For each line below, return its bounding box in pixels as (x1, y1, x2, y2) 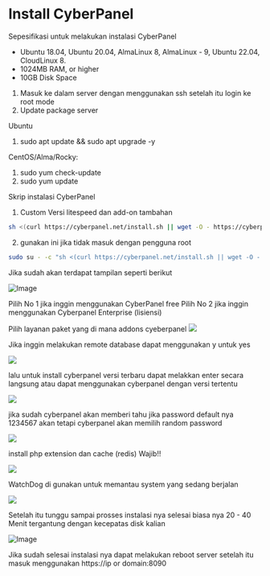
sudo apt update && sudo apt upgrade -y (19, 136, 156, 146)
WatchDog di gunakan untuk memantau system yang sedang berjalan (8, 479, 239, 489)
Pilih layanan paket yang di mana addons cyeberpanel (8, 323, 187, 334)
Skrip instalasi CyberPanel (8, 191, 96, 201)
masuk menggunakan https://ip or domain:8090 (8, 558, 167, 568)
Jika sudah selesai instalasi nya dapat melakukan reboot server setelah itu (8, 549, 254, 559)
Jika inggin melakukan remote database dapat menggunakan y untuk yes (8, 339, 251, 349)
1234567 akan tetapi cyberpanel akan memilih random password (8, 418, 223, 427)
